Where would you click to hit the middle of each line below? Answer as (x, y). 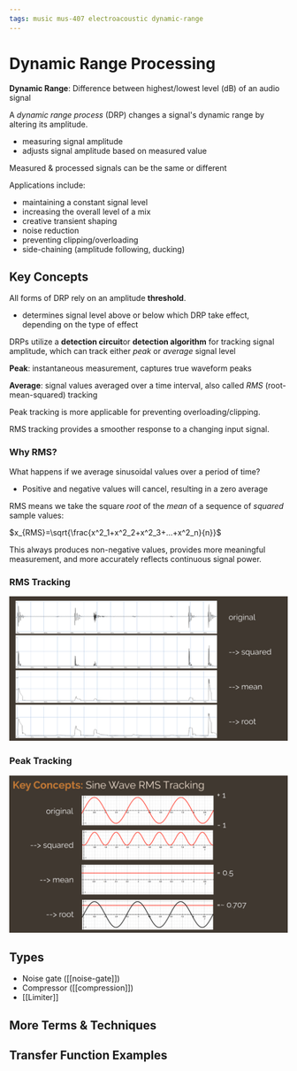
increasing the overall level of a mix (86, 212)
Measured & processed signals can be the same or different (118, 167)
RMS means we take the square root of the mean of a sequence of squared (147, 505)
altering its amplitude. (49, 124)
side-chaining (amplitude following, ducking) (103, 249)
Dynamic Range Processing (113, 63)
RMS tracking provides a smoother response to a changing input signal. (139, 429)
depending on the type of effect (80, 325)
